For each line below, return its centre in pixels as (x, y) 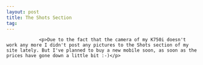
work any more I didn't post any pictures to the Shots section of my (98, 45)
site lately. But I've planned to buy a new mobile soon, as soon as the (102, 50)
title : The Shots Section (39, 18)
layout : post (23, 12)
